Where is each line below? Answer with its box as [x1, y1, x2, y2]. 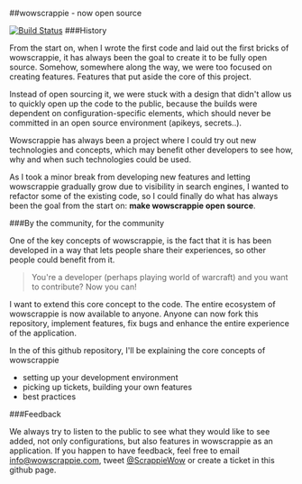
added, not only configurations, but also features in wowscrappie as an [9, 436, 273, 446]
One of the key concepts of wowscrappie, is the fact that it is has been [9, 235, 272, 246]
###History [64, 25, 107, 35]
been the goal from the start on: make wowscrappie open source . [9, 200, 256, 211]
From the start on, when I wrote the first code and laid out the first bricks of [9, 42, 289, 53]
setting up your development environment [22, 372, 178, 382]
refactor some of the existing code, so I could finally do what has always [9, 191, 279, 201]
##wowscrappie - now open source [9, 8, 142, 18]
